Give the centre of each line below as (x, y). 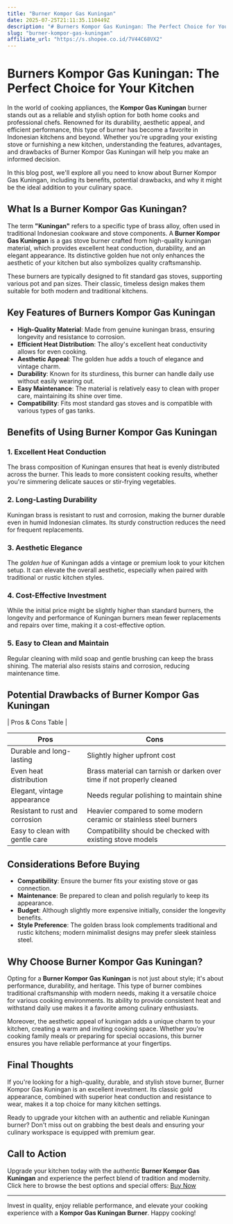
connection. (34, 888)
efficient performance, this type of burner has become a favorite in (103, 130)
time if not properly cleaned (132, 779)
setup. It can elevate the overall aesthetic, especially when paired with (107, 570)
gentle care (29, 840)
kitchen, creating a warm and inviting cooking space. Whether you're (106, 1028)
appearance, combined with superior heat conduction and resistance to (110, 1096)
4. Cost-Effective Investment (57, 595)
